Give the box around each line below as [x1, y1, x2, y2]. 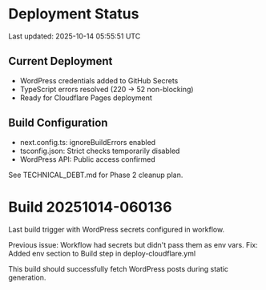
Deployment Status [8, 5, 139, 23]
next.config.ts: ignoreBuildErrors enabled [19, 137, 156, 147]
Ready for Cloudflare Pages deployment [19, 93, 152, 103]
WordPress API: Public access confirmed [19, 154, 156, 164]
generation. [8, 272, 46, 282]
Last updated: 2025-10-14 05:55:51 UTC [8, 31, 141, 41]
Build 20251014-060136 [8, 198, 172, 216]
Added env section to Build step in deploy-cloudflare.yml [8, 248, 196, 258]
